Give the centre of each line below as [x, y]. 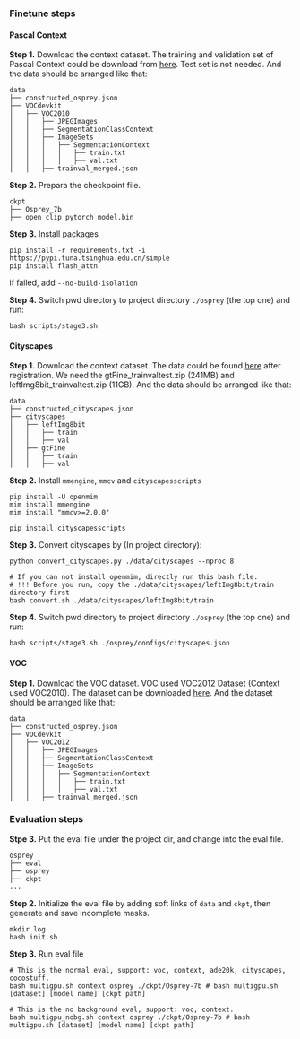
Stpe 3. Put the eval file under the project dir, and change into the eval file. [146, 839]
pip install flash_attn [54, 266]
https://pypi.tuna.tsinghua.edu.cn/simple [90, 258]
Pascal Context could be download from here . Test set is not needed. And [146, 65]
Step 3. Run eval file [47, 954]
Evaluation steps [46, 819]
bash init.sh [34, 937]
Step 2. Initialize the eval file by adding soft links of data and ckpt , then [140, 903]
